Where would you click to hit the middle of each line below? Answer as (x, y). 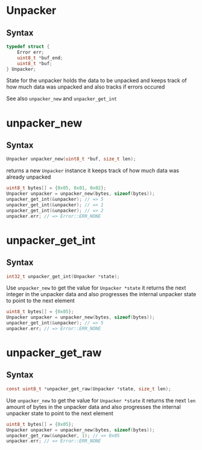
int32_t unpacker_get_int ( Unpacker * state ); (63, 276)
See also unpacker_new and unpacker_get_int (62, 99)
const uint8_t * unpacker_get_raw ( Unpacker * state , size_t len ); (89, 389)
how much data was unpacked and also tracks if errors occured (86, 87)
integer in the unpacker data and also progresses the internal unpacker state (101, 294)
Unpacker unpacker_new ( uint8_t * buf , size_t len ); (71, 159)
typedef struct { (28, 46)
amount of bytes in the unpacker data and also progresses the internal (93, 407)
